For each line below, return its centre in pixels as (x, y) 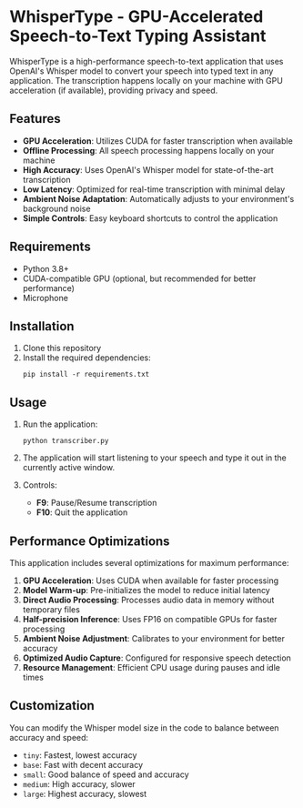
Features (35, 119)
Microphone (45, 298)
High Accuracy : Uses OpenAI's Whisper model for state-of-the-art (148, 169)
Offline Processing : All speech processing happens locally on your (148, 150)
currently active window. (69, 468)
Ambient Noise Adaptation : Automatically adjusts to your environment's (158, 198)
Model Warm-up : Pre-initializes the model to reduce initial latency (146, 590)
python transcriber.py (66, 441)
